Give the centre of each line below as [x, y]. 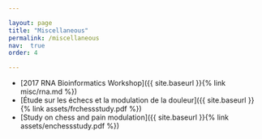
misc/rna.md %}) [49, 92]
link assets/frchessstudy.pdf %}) [87, 109]
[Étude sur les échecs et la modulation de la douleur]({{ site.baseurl [133, 100]
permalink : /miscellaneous [54, 38]
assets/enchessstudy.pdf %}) [70, 126]
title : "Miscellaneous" [49, 30]
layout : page [30, 23]
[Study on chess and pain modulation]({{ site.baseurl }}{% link [125, 117]
